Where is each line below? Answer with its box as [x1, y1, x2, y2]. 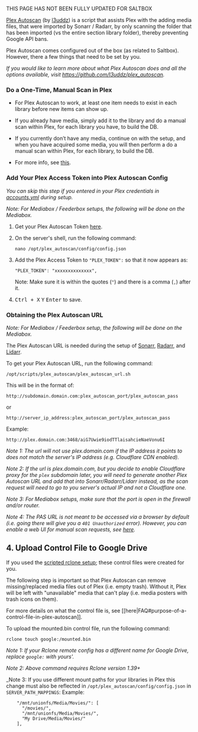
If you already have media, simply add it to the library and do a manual [14, 117, 186, 124]
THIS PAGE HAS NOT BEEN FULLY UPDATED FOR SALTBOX [6, 5, 152, 12]
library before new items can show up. [14, 106, 109, 113]
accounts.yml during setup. [6, 193, 73, 200]
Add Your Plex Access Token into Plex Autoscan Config [6, 174, 168, 182]
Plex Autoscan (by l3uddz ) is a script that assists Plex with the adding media [6, 17, 192, 23]
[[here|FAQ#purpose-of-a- [121, 607, 187, 614]
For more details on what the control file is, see [6, 607, 121, 614]
